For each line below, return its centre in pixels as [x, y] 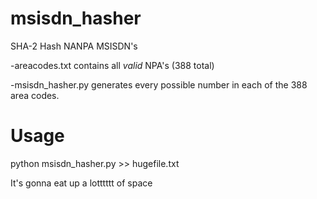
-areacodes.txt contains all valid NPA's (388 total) [112, 65]
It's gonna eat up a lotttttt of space [81, 183]
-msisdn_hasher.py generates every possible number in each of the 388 [159, 84]
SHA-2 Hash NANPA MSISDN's [74, 46]
